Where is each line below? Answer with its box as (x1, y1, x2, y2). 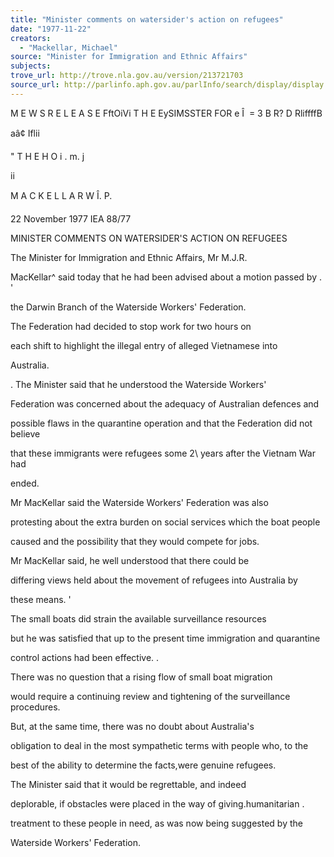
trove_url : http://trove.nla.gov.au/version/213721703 (10, 71, 244, 81)
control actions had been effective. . (10, 651, 160, 663)
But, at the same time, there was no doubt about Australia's (10, 720, 255, 732)
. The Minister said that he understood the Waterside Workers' (10, 378, 267, 390)
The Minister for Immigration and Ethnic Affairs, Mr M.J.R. (10, 251, 248, 263)
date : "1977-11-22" (10, 24, 92, 34)
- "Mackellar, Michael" (19, 42, 118, 53)
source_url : (10, 80, 60, 90)
